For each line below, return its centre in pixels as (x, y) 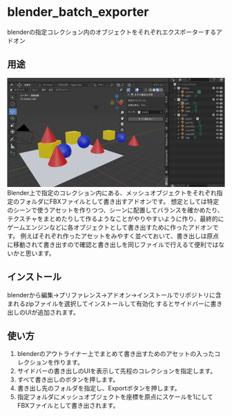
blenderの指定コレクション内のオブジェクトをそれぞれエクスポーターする (112, 32)
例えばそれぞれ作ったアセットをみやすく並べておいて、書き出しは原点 (120, 236)
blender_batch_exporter (78, 12)
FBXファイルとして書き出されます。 (68, 406)
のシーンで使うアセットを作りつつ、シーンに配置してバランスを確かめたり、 (115, 210)
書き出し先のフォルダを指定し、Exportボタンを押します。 (99, 388)
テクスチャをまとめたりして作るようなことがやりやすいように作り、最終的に (116, 219)
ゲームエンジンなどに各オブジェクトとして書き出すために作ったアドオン (110, 227)
